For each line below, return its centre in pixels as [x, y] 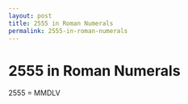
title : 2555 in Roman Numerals [61, 23]
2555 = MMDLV [34, 93]
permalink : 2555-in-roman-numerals [68, 31]
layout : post [30, 16]
